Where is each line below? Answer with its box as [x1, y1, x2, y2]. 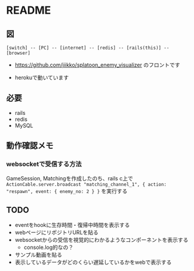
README [6, 4, 51, 17]
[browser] [6, 50, 31, 56]
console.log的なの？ [23, 244, 73, 251]
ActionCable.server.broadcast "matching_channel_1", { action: [6, 181, 167, 188]
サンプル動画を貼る [14, 251, 63, 258]
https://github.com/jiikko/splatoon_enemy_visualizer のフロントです [14, 61, 180, 68]
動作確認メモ [6, 141, 54, 151]
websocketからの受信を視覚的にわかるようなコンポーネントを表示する [14, 236, 189, 244]
